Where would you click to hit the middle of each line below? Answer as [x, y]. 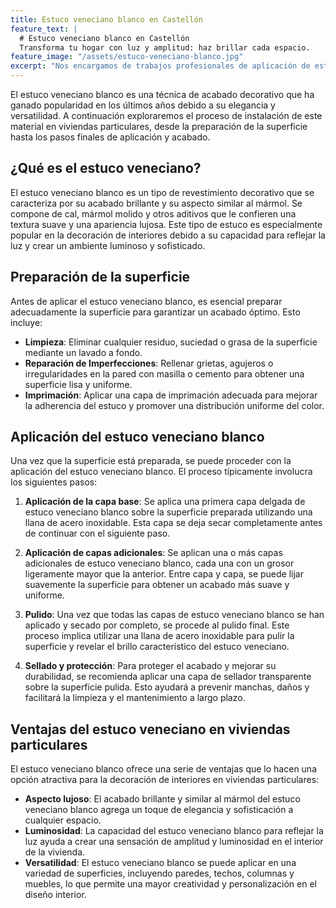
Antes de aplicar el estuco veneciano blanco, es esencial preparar [146, 301]
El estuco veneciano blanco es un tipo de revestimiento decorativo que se [162, 192]
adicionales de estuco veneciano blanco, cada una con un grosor [159, 563]
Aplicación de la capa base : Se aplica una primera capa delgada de [165, 502]
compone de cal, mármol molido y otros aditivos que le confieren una [153, 213]
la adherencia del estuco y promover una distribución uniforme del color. [174, 405]
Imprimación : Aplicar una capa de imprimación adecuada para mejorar [171, 395]
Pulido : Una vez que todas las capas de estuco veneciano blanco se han [174, 615]
